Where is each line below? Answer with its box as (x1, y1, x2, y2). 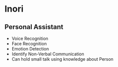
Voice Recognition (11, 35, 48, 41)
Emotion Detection (11, 46, 49, 51)
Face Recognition (11, 41, 47, 47)
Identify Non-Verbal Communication (11, 51, 84, 57)
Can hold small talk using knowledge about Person (11, 56, 114, 62)
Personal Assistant (4, 23, 64, 31)
